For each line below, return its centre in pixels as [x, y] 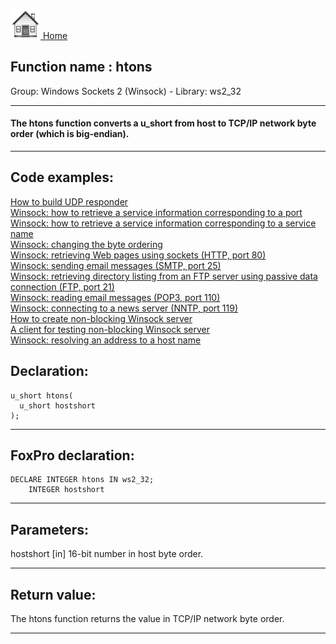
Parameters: [49, 529]
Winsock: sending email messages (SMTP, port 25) [116, 265]
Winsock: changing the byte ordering [86, 244]
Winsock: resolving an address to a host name [106, 340]
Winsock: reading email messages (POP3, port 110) [115, 297]
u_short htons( [42, 395]
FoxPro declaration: [72, 455]
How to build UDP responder [69, 201]
